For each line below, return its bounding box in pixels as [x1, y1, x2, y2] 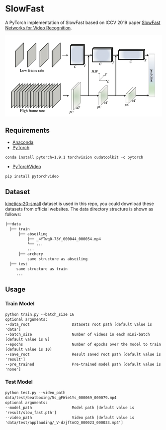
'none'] [5, 367, 21, 372]
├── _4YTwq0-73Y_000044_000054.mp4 [27, 236, 101, 242]
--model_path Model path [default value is [5, 405, 135, 411]
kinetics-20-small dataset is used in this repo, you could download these [5, 201, 154, 207]
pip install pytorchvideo [5, 174, 59, 179]
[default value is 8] [5, 337, 50, 342]
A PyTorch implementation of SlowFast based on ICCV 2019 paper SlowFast [5, 19, 161, 25]
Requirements [5, 126, 50, 135]
